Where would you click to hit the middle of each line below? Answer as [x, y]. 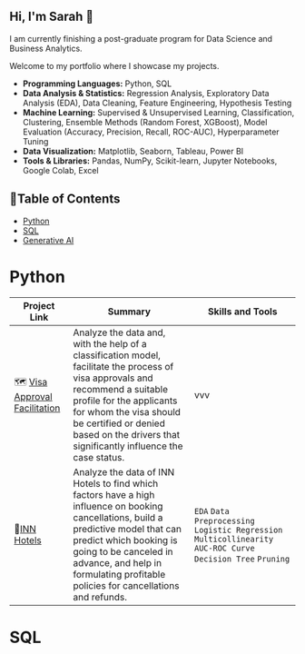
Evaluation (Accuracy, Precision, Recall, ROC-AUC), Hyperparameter [151, 132]
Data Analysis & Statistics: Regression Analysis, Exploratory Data [146, 93]
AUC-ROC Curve [225, 548]
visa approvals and [113, 378]
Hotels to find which [115, 483]
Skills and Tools [242, 312]
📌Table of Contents [65, 199]
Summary [129, 312]
